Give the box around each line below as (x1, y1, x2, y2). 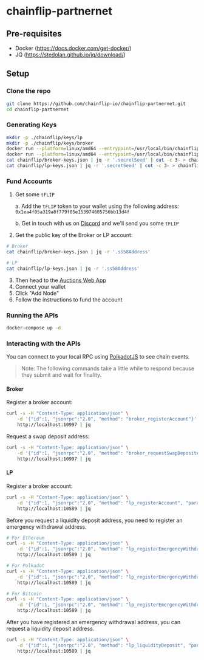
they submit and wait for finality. (21, 371, 102, 379)
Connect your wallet (15, 283, 66, 290)
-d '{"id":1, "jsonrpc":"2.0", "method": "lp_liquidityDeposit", (17, 642, 186, 648)
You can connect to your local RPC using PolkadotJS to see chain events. (6, 353, 190, 360)
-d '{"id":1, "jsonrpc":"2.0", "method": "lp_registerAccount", (17, 500, 183, 506)
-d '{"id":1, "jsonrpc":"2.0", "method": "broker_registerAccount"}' (17, 416, 197, 422)
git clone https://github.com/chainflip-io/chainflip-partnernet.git (6, 100, 186, 107)
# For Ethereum (6, 535, 45, 541)
